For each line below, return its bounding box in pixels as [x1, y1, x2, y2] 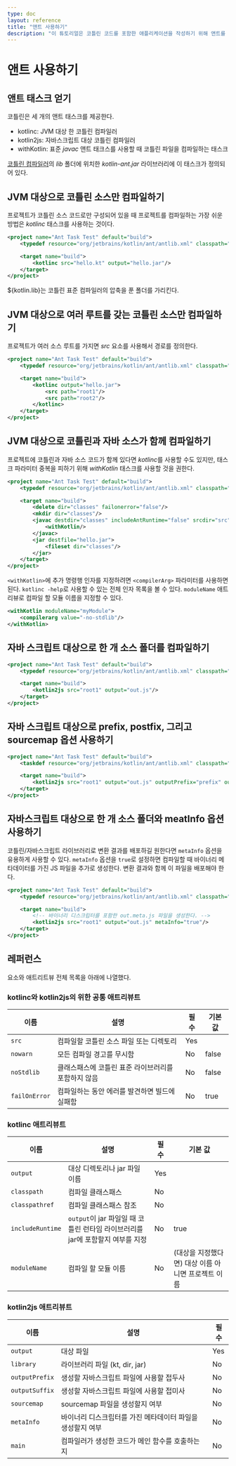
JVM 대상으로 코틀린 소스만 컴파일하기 [7, 191, 165, 203]
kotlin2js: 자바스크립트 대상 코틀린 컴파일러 [17, 136, 136, 145]
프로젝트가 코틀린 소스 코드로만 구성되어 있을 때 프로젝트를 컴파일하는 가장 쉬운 [7, 211, 223, 220]
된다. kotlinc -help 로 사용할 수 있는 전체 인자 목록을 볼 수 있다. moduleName [7, 585, 216, 593]
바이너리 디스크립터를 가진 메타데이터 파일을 [60, 1412, 198, 1422]
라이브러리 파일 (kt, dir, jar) [60, 1359, 147, 1369]
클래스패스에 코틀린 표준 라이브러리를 [57, 1062, 173, 1072]
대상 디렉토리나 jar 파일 [67, 1163, 140, 1173]
